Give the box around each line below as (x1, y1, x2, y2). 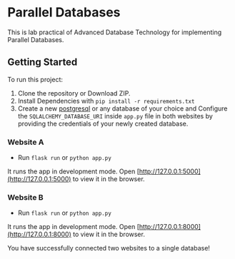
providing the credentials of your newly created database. (17, 119, 189, 128)
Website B (7, 192, 44, 202)
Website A (7, 137, 44, 147)
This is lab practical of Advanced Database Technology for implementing (7, 28, 222, 36)
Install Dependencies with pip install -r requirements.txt (17, 96, 195, 105)
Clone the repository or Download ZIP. (17, 88, 131, 97)
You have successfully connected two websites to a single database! (7, 244, 211, 253)
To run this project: (7, 75, 63, 83)
